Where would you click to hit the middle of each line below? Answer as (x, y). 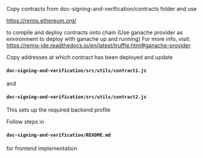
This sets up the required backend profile (59, 110)
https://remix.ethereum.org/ (41, 20)
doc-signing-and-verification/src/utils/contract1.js (77, 70)
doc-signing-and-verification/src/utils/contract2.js (77, 97)
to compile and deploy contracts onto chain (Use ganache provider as (94, 32)
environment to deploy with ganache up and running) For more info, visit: (98, 39)
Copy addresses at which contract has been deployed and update (90, 57)
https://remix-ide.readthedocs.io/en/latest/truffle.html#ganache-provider (99, 45)
